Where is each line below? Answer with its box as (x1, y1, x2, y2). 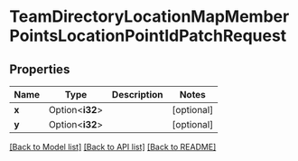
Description (111, 89, 164, 100)
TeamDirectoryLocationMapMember (9, 6, 290, 27)
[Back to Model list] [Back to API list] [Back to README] (9, 142, 217, 152)
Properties (9, 62, 70, 77)
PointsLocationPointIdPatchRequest (9, 25, 287, 46)
